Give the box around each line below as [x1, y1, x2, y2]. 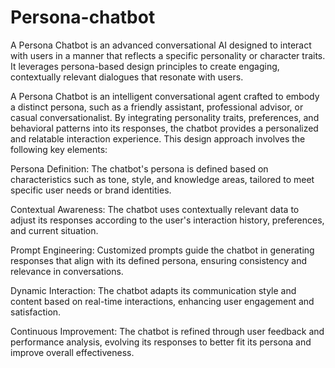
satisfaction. [10, 306, 62, 318]
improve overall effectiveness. [10, 346, 135, 358]
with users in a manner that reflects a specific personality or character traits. [10, 49, 326, 61]
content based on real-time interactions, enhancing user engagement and [10, 295, 315, 307]
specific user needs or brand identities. [10, 184, 172, 196]
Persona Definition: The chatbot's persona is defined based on [10, 162, 269, 175]
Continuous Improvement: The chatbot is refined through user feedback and [10, 325, 325, 337]
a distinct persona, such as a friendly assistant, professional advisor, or [10, 101, 304, 113]
